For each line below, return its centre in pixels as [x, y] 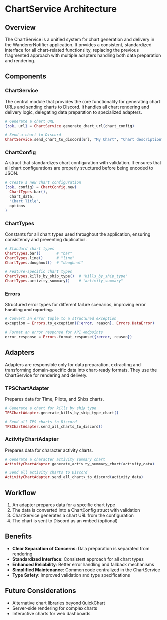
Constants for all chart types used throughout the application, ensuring [78, 234]
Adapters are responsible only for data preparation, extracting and [73, 364]
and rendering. [20, 61]
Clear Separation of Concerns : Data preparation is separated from [81, 548]
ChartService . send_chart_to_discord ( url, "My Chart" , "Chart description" [84, 140]
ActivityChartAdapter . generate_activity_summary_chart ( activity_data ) [80, 464]
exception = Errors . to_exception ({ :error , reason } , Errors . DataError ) [80, 323]
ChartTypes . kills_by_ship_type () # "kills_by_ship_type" [66, 276]
